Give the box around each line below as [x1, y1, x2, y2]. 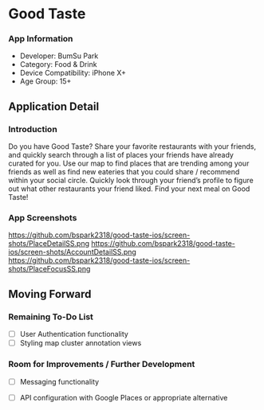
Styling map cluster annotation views [19, 338, 142, 348]
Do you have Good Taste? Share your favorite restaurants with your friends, [8, 142, 257, 151]
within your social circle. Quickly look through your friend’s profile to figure [8, 176, 254, 185]
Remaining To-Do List [8, 311, 94, 322]
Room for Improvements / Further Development [8, 359, 195, 370]
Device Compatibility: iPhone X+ [19, 68, 126, 78]
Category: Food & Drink [19, 60, 97, 69]
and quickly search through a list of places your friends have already [8, 150, 234, 160]
